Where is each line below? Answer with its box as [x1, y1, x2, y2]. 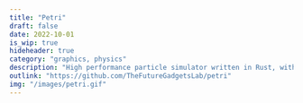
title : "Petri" [9, 13, 67, 22]
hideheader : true [9, 47, 75, 56]
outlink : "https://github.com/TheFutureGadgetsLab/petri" [9, 72, 232, 81]
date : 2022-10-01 [9, 30, 75, 39]
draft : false [9, 21, 59, 30]
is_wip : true [9, 38, 59, 47]
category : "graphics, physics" [9, 55, 127, 64]
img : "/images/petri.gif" [9, 80, 106, 89]
